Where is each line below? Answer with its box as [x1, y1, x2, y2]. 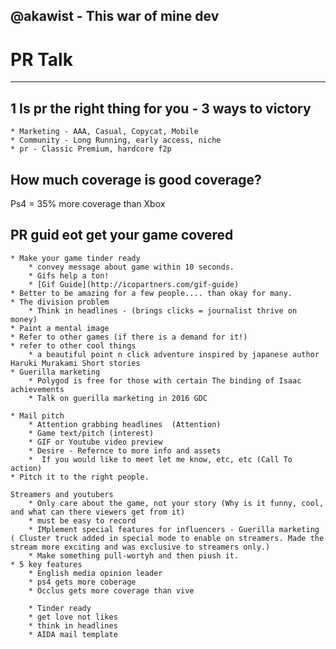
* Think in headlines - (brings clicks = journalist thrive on [28, 305, 298, 316]
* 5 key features [10, 559, 83, 569]
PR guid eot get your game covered [10, 227, 234, 244]
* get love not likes [28, 612, 118, 622]
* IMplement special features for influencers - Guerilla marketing [28, 524, 320, 534]
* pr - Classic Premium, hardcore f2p [10, 144, 172, 154]
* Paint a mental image [10, 323, 110, 333]
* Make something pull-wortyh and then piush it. [28, 550, 240, 561]
